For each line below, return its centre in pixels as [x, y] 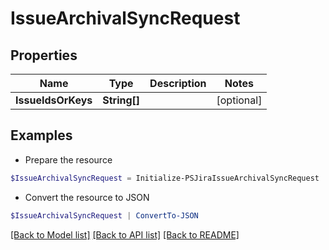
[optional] [239, 100]
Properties [44, 55]
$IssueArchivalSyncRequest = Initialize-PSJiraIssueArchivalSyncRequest [165, 178]
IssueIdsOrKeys [54, 100]
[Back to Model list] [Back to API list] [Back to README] [125, 234]
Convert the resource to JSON [87, 197]
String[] [121, 100]
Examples [41, 135]
